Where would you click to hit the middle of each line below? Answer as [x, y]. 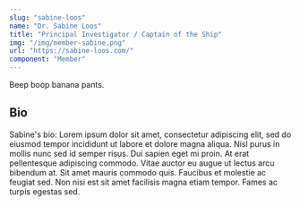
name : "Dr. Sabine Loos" [56, 26]
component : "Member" [48, 59]
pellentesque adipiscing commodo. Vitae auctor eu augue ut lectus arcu [142, 163]
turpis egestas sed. [45, 191]
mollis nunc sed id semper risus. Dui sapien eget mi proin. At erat [129, 153]
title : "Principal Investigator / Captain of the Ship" [116, 34]
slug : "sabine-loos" [48, 17]
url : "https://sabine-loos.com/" [72, 51]
